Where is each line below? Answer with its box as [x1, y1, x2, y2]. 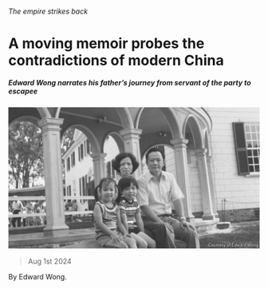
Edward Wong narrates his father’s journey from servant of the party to [8, 78, 251, 88]
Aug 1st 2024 [27, 256, 72, 267]
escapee [8, 86, 38, 96]
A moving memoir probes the [8, 34, 205, 52]
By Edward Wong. [8, 272, 68, 282]
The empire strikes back [8, 6, 89, 16]
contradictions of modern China [8, 51, 225, 69]
